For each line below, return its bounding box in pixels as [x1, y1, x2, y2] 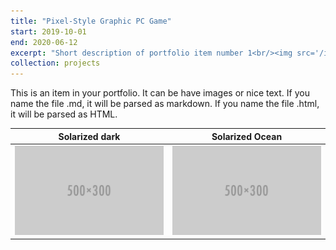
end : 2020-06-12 [10, 37, 78, 47]
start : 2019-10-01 [10, 26, 87, 37]
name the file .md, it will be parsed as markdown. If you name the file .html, [10, 98, 320, 110]
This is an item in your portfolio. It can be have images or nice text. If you [10, 87, 310, 99]
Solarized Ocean [211, 130, 283, 142]
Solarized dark [58, 130, 121, 142]
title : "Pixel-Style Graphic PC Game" [10, 16, 172, 26]
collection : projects [10, 58, 101, 69]
